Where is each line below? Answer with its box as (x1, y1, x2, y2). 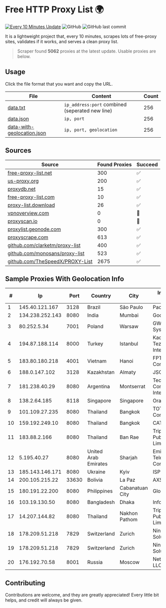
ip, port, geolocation (64, 127, 118, 133)
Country (91, 293, 111, 300)
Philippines (87, 488, 113, 495)
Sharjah (119, 454, 138, 461)
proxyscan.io (7, 217, 38, 224)
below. (17, 53, 31, 59)
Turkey (87, 340, 104, 347)
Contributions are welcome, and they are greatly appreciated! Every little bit (5, 592, 159, 598)
